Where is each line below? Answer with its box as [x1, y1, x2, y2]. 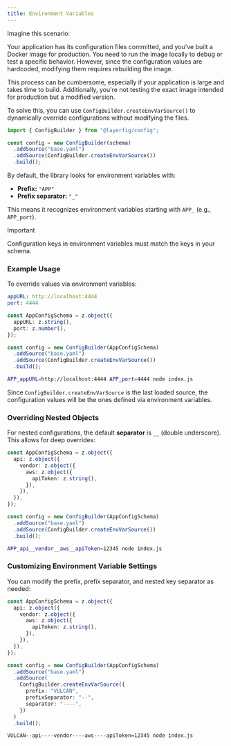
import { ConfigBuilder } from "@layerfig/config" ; [7, 127, 159, 134]
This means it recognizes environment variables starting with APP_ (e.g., [7, 206, 212, 213]
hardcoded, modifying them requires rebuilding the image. [7, 64, 174, 73]
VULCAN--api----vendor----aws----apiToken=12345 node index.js [7, 732, 194, 739]
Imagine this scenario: [7, 29, 71, 37]
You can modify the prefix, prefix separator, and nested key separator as [7, 577, 214, 585]
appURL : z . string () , [13, 318, 73, 325]
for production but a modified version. [7, 93, 115, 101]
